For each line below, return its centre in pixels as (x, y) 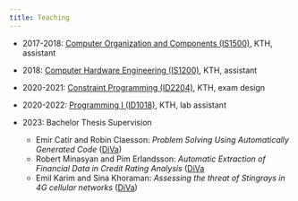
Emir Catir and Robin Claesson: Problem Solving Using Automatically (162, 139)
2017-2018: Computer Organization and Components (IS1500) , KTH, (147, 43)
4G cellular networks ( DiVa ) (87, 187)
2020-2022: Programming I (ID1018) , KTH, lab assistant (124, 105)
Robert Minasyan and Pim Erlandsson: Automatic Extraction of (150, 159)
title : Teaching (39, 17)
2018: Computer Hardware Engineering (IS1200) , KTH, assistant (140, 70)
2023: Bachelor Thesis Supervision (87, 122)
